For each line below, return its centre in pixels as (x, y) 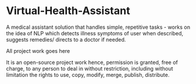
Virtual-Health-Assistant (68, 11)
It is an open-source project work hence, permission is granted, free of (92, 62)
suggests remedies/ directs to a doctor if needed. (66, 39)
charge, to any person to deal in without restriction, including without (90, 68)
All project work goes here (38, 51)
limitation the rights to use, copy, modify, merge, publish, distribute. (88, 75)
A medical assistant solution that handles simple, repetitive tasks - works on (98, 27)
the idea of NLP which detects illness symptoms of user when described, (95, 33)
